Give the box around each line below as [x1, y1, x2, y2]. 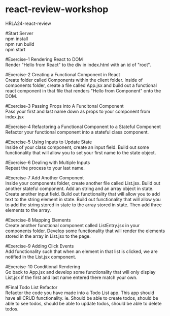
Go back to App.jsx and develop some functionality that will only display [5, 269, 156, 275]
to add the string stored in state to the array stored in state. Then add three [5, 202, 162, 208]
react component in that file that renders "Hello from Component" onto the [5, 87, 161, 93]
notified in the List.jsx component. [5, 254, 77, 260]
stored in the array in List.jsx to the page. [5, 233, 91, 239]
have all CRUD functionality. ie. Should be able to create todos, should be [5, 295, 158, 301]
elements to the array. [5, 207, 51, 213]
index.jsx [5, 113, 24, 120]
